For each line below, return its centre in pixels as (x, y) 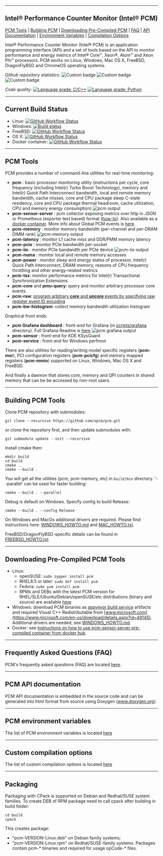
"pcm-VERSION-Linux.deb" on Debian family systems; (66, 838)
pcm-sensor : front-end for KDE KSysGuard (56, 336)
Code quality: (19, 89)
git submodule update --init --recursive (48, 439)
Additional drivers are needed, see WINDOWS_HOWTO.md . (72, 623)
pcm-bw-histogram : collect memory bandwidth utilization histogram (81, 306)
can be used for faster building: (55, 484)
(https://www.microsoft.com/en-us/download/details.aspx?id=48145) (81, 618)
